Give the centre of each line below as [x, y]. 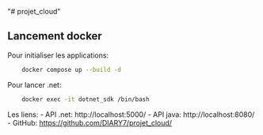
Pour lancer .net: [34, 84]
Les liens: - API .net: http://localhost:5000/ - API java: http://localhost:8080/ [131, 114]
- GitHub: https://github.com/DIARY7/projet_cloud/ [90, 122]
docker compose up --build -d [72, 69]
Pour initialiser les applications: [58, 55]
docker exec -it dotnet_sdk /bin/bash [86, 99]
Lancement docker [55, 36]
